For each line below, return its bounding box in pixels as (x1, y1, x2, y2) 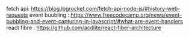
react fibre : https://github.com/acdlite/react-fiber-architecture (6, 24, 161, 31)
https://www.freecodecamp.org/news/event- (70, 11, 182, 18)
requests (6, 11, 28, 18)
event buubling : (29, 11, 70, 18)
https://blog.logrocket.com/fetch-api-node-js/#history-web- (31, 5, 181, 12)
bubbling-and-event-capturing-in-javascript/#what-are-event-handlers (6, 18, 184, 24)
